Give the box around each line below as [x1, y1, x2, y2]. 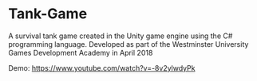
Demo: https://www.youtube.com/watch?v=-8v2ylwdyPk [8, 63, 196, 72]
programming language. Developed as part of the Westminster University [8, 39, 249, 48]
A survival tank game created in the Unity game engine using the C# [8, 31, 233, 40]
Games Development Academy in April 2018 [8, 48, 153, 57]
